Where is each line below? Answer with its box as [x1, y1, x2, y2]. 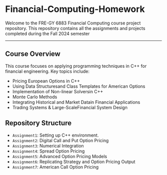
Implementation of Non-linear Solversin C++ [12, 88, 103, 94]
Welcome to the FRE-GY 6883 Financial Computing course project [5, 20, 141, 26]
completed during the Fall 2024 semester [5, 30, 90, 36]
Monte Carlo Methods [12, 94, 57, 100]
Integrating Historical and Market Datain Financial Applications [12, 99, 141, 105]
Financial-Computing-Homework [5, 3, 145, 15]
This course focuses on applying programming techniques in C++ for [5, 63, 147, 69]
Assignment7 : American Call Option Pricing [12, 164, 99, 170]
